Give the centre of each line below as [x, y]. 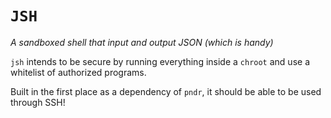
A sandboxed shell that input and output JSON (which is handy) [142, 42]
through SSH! [38, 102]
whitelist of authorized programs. [78, 72]
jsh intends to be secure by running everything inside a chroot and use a [160, 61]
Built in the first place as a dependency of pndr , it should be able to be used [166, 91]
